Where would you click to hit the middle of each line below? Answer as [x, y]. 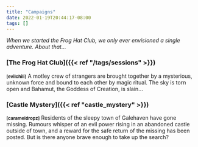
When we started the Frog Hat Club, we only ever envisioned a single [94, 41]
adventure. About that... [36, 47]
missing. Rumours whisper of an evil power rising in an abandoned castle [98, 124]
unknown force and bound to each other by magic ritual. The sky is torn [96, 82]
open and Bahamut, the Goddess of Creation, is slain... [75, 89]
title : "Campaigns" [31, 12]
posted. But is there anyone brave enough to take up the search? [88, 137]
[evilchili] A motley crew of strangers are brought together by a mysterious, [99, 76]
